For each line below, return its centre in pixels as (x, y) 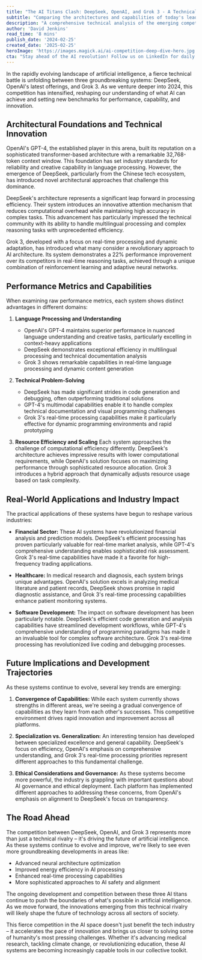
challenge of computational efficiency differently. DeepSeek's (91, 448)
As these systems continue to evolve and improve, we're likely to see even (98, 845)
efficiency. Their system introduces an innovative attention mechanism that (99, 204)
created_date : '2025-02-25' (41, 46)
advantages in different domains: (47, 307)
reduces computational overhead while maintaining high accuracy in (91, 211)
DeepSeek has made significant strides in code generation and (102, 392)
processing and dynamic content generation (79, 369)
